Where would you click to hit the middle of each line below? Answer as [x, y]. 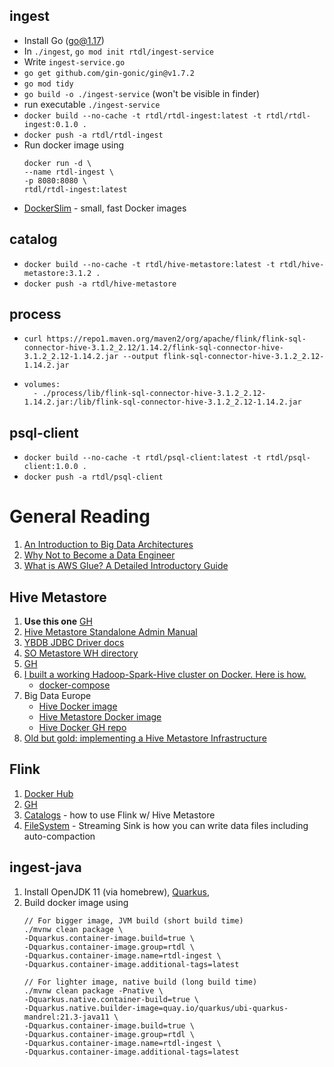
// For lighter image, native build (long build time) [140, 982]
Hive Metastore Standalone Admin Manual [110, 632]
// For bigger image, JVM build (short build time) [133, 920]
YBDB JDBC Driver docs [74, 642]
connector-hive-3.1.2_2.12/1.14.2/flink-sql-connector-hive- [154, 348]
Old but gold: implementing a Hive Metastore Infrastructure [145, 738]
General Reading [80, 516]
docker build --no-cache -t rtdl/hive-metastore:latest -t [149, 264]
